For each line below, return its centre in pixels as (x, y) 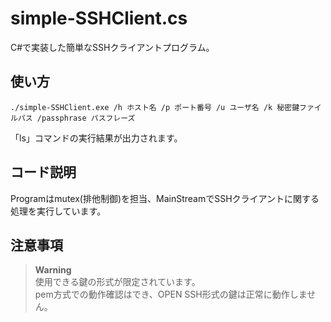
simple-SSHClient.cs (99, 18)
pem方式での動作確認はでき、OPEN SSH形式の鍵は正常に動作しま (171, 294)
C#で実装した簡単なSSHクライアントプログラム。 (112, 47)
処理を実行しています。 (58, 211)
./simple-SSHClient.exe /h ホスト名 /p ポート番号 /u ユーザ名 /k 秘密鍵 (155, 107)
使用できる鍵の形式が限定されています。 (117, 282)
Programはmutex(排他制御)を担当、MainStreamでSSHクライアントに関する (165, 198)
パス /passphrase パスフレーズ (76, 118)
